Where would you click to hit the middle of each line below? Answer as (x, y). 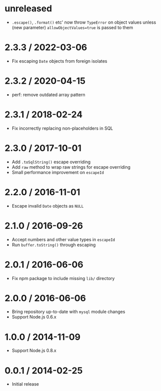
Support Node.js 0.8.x (34, 351)
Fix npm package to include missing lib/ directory (63, 278)
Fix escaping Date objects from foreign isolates (59, 61)
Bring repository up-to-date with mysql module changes (68, 312)
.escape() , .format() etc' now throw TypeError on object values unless (84, 22)
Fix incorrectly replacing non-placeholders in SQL (62, 128)
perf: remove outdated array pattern (48, 95)
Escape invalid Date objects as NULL (48, 206)
